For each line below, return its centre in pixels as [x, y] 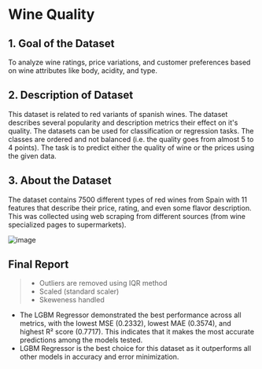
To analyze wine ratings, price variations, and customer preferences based [129, 62]
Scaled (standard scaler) [79, 291]
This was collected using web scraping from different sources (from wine [127, 216]
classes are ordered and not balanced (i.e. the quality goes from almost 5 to [131, 139]
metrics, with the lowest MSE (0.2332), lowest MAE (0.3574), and [125, 323]
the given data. [32, 155]
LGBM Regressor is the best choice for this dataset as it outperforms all [135, 349]
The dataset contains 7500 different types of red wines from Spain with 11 [128, 199]
